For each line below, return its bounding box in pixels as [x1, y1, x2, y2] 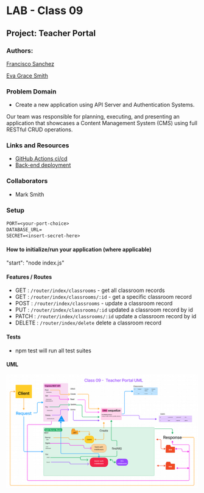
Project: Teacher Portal [6, 28, 96, 38]
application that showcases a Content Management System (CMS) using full [6, 120, 198, 127]
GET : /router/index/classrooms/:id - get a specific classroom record [15, 293, 192, 301]
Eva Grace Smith [6, 71, 49, 79]
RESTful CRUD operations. [6, 126, 73, 133]
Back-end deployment [15, 161, 71, 169]
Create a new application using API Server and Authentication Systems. [15, 101, 195, 109]
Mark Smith [15, 191, 44, 198]
